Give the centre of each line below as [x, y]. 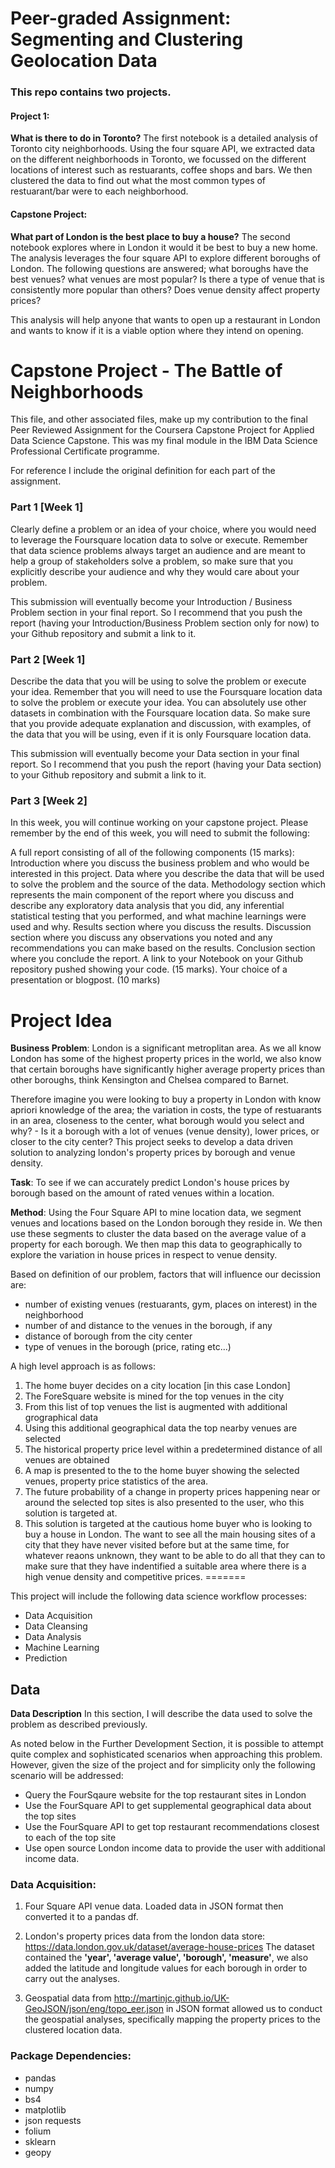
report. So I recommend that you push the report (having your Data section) [166, 764]
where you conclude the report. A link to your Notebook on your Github [157, 959]
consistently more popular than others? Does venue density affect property [165, 289]
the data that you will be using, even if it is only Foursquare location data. [161, 734]
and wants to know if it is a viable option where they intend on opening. [157, 330]
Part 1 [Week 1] [47, 507]
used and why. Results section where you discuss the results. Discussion [161, 927]
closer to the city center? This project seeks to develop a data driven [151, 1142]
